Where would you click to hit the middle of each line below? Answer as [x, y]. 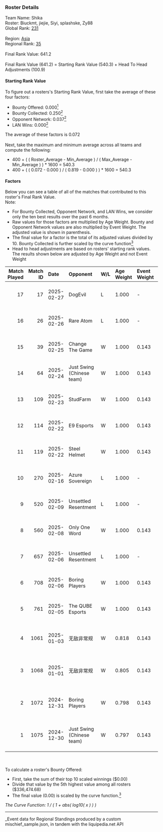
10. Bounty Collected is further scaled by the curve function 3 [73, 243]
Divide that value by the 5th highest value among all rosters [71, 784]
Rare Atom [81, 321]
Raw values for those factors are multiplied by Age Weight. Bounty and [83, 222]
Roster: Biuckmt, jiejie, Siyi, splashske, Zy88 [49, 23]
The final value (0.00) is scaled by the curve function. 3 [66, 795]
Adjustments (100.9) [25, 70]
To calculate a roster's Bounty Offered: [44, 770]
